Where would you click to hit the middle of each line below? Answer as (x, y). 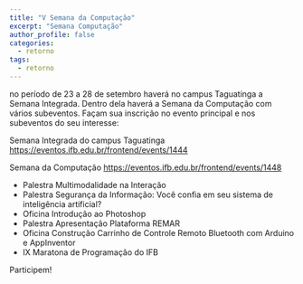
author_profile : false (52, 34)
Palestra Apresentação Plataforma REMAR (101, 223)
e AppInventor (49, 242)
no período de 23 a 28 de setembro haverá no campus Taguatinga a (137, 94)
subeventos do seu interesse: (64, 122)
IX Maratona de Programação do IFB (90, 252)
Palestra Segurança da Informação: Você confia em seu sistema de (148, 194)
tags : (19, 60)
